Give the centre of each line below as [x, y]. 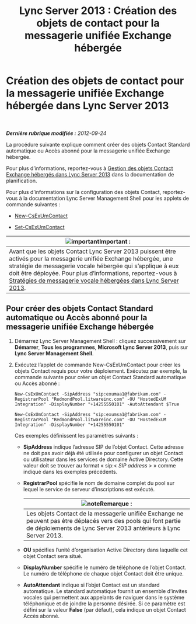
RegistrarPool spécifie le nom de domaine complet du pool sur [99, 483]
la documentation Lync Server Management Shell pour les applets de [106, 198]
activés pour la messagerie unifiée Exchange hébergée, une [91, 258]
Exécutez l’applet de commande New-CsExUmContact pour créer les [97, 365]
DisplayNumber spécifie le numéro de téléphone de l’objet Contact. [105, 567]
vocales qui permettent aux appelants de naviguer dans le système [104, 597]
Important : [115, 241]
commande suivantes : [33, 204]
